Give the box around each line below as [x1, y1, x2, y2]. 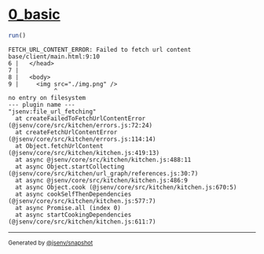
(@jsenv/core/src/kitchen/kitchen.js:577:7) [8, 197, 156, 205]
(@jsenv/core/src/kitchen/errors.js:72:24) [8, 121, 153, 129]
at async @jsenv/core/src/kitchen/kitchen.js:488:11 [15, 156, 192, 164]
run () [8, 31, 26, 39]
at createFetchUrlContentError [15, 128, 118, 136]
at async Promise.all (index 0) [15, 204, 122, 212]
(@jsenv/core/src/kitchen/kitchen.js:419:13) [8, 149, 159, 156]
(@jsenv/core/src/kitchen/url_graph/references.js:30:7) [8, 169, 199, 178]
